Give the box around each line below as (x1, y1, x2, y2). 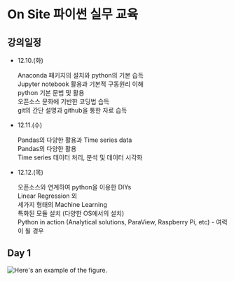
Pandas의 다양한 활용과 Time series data (17, 136, 132, 144)
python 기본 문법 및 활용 (17, 89, 85, 96)
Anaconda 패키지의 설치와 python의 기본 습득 (17, 71, 144, 79)
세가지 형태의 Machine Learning (17, 201, 107, 208)
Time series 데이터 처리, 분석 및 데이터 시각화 (17, 153, 143, 161)
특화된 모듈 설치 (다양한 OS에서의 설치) (17, 209, 125, 217)
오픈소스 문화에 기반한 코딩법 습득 (17, 97, 110, 106)
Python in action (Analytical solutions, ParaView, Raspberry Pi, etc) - (17, 218, 215, 226)
